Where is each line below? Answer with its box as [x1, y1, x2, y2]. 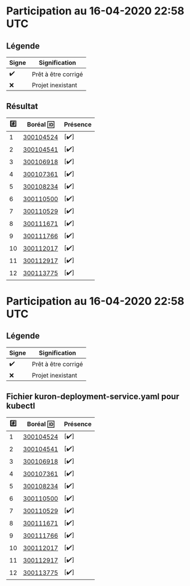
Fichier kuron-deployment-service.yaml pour [6, 391, 180, 402]
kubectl [6, 401, 35, 411]
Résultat [6, 101, 38, 111]
